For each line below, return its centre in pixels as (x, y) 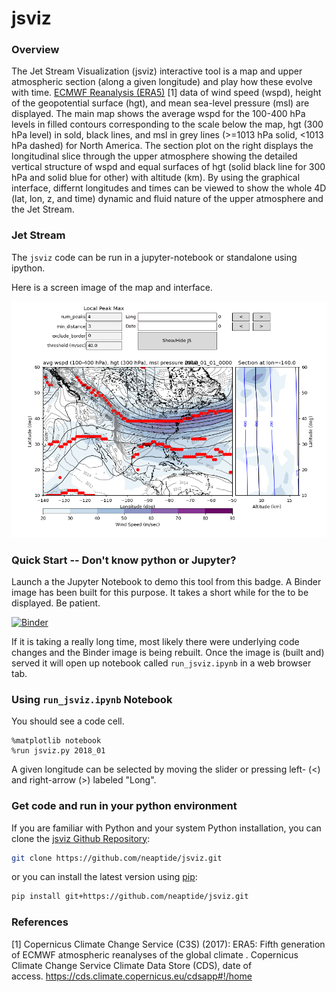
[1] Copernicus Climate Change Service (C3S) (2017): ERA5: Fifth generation (168, 944)
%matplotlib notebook (56, 741)
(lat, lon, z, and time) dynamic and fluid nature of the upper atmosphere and (167, 199)
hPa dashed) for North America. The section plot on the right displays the (162, 146)
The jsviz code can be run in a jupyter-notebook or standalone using (154, 257)
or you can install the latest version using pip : (104, 877)
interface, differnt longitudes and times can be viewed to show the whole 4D (169, 188)
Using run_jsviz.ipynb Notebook (92, 699)
